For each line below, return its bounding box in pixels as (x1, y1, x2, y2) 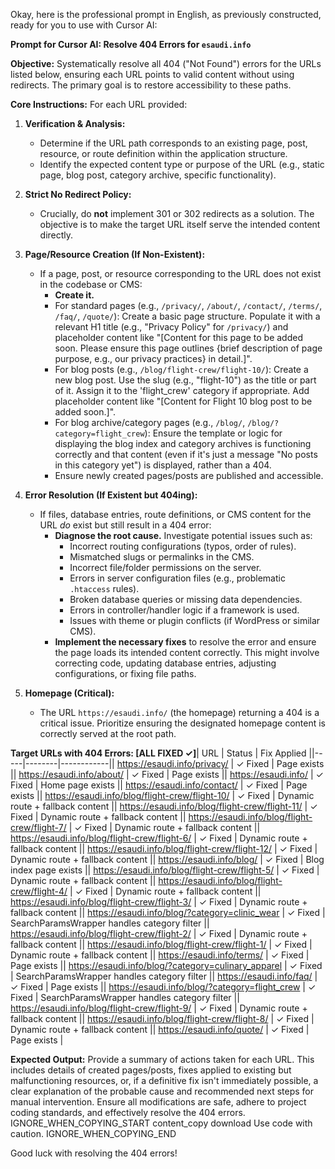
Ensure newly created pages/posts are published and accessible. (54, 470, 324, 481)
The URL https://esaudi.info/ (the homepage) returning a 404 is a (39, 707, 320, 718)
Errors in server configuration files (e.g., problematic (69, 572, 286, 584)
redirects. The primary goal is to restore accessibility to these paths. (10, 79, 292, 91)
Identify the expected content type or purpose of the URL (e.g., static (39, 159, 325, 170)
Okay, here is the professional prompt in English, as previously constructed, (10, 9, 322, 20)
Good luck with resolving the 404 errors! (10, 1147, 178, 1159)
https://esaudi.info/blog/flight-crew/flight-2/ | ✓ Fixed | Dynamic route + (10, 928, 308, 939)
